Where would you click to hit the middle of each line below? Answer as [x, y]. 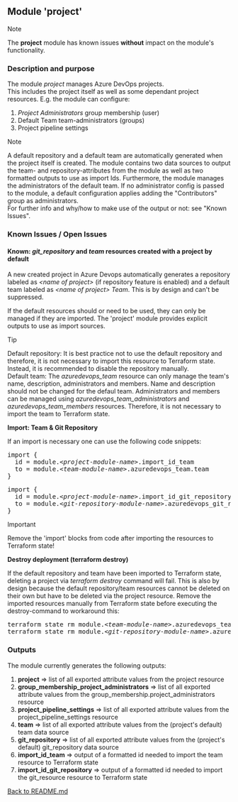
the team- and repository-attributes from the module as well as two [106, 170]
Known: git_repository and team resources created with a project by [110, 251]
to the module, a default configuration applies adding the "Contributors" [112, 193]
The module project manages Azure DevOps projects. [86, 84]
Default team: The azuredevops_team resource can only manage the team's [118, 376]
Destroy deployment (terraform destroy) [68, 560]
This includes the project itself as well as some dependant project [103, 92]
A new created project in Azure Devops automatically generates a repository [119, 275]
